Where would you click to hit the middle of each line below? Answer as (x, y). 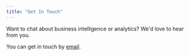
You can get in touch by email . (43, 46)
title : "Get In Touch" (34, 12)
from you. (18, 35)
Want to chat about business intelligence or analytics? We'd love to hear (95, 29)
